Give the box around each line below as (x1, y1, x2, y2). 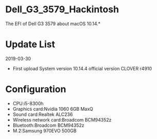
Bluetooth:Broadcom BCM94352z (12, 122, 85, 128)
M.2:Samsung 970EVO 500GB (12, 127, 77, 134)
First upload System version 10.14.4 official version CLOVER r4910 (12, 65, 152, 71)
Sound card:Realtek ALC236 (12, 111, 73, 117)
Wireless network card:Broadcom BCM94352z (12, 116, 112, 123)
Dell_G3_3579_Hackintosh (5, 4, 119, 15)
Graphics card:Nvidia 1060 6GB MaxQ (12, 106, 93, 112)
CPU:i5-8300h (12, 100, 44, 106)
